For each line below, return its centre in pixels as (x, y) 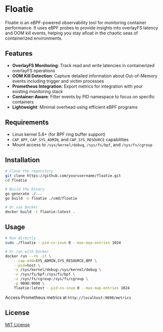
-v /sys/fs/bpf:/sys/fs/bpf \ (45, 274)
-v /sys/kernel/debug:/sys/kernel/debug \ (58, 270)
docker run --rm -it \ (28, 256)
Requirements (27, 123)
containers (23, 102)
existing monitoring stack (38, 91)
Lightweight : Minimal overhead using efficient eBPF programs (75, 107)
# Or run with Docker (27, 251)
